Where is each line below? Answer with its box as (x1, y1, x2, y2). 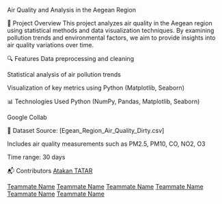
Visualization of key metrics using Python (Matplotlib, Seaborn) (7, 84, 184, 92)
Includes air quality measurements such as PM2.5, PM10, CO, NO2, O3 (7, 140, 206, 148)
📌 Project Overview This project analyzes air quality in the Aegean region (7, 19, 213, 27)
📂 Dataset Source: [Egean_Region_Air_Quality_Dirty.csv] (7, 127, 165, 134)
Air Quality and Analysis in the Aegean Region (7, 6, 137, 14)
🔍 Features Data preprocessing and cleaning (7, 55, 135, 62)
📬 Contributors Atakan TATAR (7, 167, 93, 175)
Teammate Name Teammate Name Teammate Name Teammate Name (7, 183, 204, 190)
